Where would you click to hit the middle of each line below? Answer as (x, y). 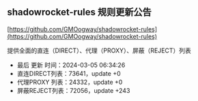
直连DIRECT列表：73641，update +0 (69, 73)
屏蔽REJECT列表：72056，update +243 (73, 90)
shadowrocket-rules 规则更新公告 (79, 12)
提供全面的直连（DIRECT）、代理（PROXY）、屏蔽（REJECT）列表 (99, 50)
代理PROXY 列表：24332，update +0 (70, 82)
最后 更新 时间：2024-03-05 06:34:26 (71, 65)
